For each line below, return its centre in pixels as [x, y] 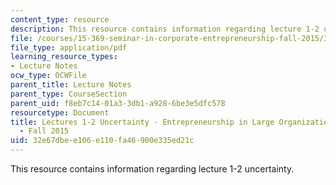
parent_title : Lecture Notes [71, 85]
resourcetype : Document [60, 112]
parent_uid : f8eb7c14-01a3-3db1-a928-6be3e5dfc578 [118, 103]
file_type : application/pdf [69, 47]
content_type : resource [60, 19]
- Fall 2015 [44, 131]
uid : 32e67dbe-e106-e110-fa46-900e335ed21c [102, 141]
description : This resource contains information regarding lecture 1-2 [165, 29]
